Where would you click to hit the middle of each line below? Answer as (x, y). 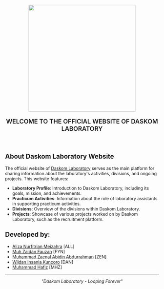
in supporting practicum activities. (46, 204)
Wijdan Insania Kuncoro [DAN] (43, 262)
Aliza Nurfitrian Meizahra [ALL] (43, 246)
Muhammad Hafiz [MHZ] (37, 267)
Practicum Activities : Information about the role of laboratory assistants (85, 198)
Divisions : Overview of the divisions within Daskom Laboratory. (76, 209)
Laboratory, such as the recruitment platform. (58, 219)
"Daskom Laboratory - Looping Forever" (82, 281)
